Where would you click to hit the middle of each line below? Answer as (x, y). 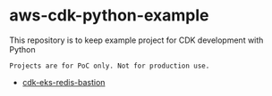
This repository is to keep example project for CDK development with (136, 40)
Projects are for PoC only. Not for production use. (110, 66)
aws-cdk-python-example (109, 16)
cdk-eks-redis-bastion (64, 82)
